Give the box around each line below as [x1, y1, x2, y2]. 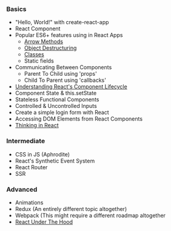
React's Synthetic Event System [15, 157, 95, 164]
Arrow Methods [24, 38, 64, 45]
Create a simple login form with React [15, 109, 109, 116]
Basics [6, 5, 27, 13]
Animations [15, 199, 44, 206]
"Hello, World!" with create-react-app [15, 19, 109, 26]
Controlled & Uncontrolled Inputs [15, 102, 97, 110]
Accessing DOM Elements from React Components [15, 115, 143, 122]
